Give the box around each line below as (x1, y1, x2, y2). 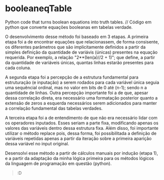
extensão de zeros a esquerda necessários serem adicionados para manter (5, 100, 157, 106)
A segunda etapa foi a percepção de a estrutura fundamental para (5, 74, 139, 80)
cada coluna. (5, 64, 31, 71)
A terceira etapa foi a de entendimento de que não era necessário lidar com (5, 115, 158, 120)
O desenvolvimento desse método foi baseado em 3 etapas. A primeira (5, 34, 148, 40)
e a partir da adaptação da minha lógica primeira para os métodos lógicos (5, 155, 154, 161)
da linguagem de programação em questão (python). (5, 160, 112, 166)
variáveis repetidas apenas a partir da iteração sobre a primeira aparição (5, 135, 152, 141)
